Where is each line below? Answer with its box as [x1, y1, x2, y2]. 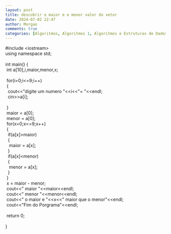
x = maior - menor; [6, 180, 46, 186]
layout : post [5, 7, 33, 13]
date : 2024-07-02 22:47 [5, 17, 56, 22]
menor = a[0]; [6, 115, 36, 121]
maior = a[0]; [6, 110, 34, 116]
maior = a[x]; [9, 142, 37, 148]
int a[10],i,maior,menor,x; [6, 67, 59, 73]
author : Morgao [5, 21, 38, 27]
